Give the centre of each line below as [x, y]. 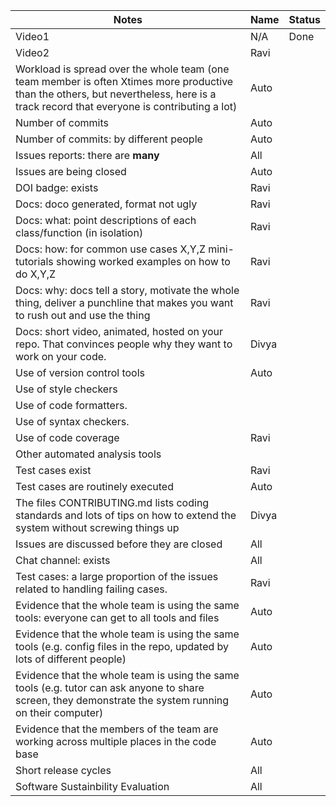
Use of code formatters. [71, 405]
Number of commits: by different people [109, 139]
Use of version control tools [80, 372]
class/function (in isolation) [79, 232]
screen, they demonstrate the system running [122, 700]
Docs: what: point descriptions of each [106, 220]
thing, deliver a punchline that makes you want [124, 302]
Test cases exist [53, 470]
